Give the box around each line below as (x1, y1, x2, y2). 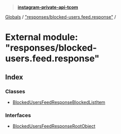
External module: (5, 32, 78, 43)
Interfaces (5, 111, 31, 118)
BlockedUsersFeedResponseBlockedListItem (12, 99, 105, 105)
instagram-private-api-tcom (17, 5, 78, 10)
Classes (5, 88, 26, 95)
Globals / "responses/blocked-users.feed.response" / (5, 14, 116, 20)
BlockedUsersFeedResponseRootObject (12, 123, 95, 129)
